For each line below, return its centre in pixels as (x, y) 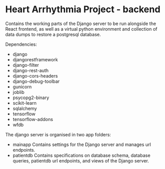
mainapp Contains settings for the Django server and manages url (82, 144)
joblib (18, 92)
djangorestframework (35, 59)
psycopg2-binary (31, 98)
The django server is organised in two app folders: (58, 134)
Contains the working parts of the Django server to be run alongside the (81, 23)
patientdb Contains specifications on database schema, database (81, 155)
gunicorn (22, 87)
